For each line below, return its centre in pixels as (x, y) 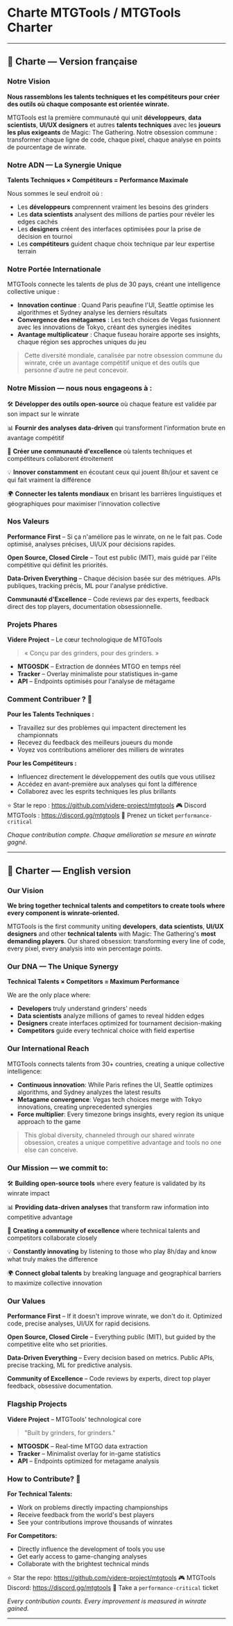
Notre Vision (29, 81)
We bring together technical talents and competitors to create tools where (116, 906)
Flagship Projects (37, 1404)
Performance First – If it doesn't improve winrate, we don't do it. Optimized (115, 1316)
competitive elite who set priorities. (57, 1344)
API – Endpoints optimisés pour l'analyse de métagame (96, 681)
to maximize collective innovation (55, 1283)
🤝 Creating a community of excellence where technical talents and (104, 1230)
